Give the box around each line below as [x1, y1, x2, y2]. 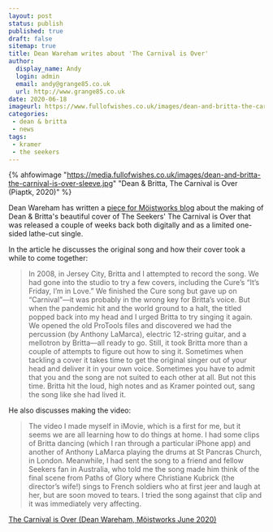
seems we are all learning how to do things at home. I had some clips [28, 430, 260, 439]
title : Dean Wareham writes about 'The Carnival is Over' [8, 50, 209, 58]
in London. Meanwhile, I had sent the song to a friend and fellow [28, 456, 244, 465]
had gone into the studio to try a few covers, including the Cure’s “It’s [28, 278, 260, 288]
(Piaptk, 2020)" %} [8, 188, 72, 197]
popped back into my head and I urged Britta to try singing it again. [28, 312, 253, 322]
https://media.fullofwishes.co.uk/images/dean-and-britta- [66, 170, 262, 179]
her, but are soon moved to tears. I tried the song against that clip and [28, 491, 262, 500]
